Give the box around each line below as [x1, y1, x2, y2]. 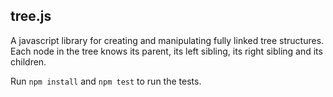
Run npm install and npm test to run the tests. [10, 75, 202, 87]
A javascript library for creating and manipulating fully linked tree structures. [10, 34, 325, 46]
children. [10, 55, 47, 68]
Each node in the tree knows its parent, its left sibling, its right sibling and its [10, 45, 323, 57]
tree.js [10, 8, 52, 25]
